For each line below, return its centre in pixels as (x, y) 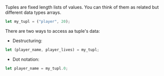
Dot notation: (26, 59)
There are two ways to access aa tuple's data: (52, 31)
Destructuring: (27, 40)
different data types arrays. (33, 12)
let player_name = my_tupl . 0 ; (37, 68)
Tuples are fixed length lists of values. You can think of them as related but (82, 7)
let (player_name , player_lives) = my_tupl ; (52, 50)
